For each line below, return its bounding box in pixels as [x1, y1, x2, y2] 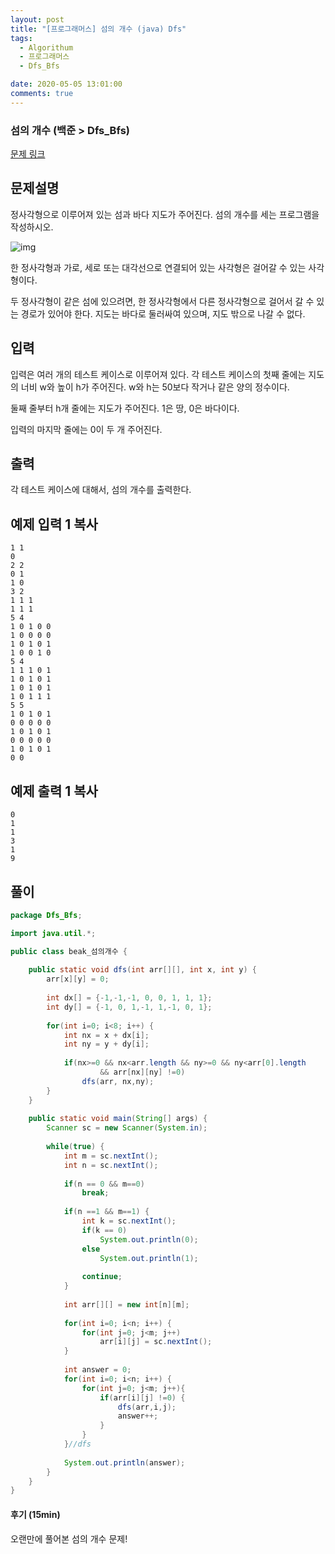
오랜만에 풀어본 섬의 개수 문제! [10, 1532, 128, 1545]
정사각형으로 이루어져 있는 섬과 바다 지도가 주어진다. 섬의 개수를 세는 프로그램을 [10, 208, 320, 220]
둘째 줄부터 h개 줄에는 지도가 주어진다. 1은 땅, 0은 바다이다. [10, 402, 240, 414]
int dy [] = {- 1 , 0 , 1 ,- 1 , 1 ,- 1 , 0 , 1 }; [46, 1002, 213, 1012]
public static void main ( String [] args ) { [28, 1114, 208, 1124]
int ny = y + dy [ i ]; [63, 1039, 150, 1050]
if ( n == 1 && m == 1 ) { [63, 1207, 150, 1217]
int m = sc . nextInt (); [63, 1151, 159, 1161]
